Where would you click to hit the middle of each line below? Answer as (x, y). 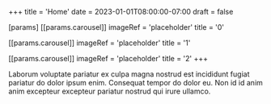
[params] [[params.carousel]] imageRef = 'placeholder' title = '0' (116, 27)
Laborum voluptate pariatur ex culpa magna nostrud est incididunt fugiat (129, 74)
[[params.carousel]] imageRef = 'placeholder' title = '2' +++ (108, 58)
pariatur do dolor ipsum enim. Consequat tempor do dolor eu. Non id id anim (135, 83)
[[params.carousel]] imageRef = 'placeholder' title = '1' (100, 43)
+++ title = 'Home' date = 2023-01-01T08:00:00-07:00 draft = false (121, 12)
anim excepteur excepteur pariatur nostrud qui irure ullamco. (110, 91)
